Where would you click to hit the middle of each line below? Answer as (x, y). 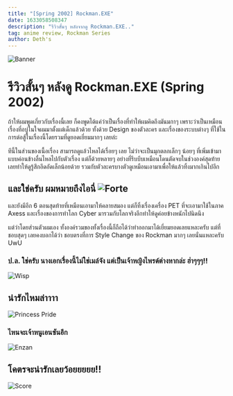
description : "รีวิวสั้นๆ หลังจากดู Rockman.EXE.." (71, 26)
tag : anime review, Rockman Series (59, 33)
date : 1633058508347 (38, 20)
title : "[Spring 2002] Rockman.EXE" (61, 14)
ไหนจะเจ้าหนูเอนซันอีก (38, 332)
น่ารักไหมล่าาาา (33, 298)
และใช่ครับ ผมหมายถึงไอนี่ (52, 189)
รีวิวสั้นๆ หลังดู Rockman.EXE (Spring (106, 87)
